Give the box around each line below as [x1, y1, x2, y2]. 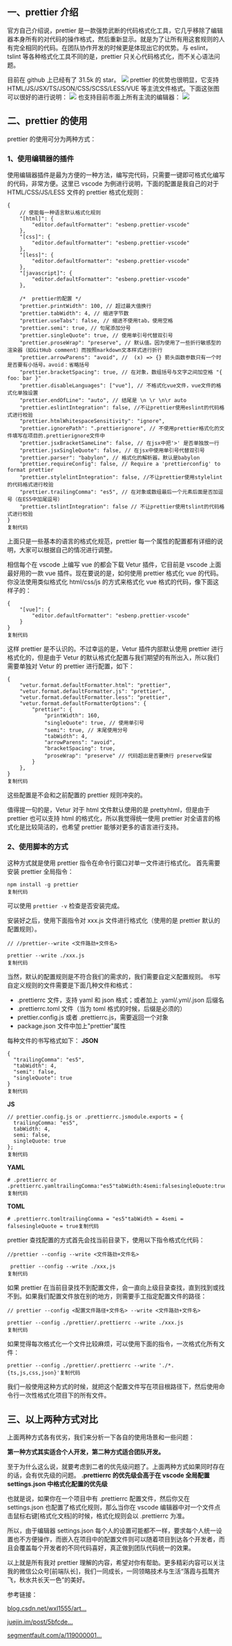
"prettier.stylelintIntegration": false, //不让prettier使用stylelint [19, 473, 223, 481]
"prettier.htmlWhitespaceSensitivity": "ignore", [19, 417, 166, 424]
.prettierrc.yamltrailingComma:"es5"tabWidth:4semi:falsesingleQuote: [7, 1182, 215, 1190]
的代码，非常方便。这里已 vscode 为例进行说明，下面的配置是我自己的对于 [7, 179, 220, 188]
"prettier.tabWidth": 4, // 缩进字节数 [19, 310, 129, 317]
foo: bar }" [7, 374, 41, 382]
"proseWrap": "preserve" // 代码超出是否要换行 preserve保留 [43, 752, 213, 759]
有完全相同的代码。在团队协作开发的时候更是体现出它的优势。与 [7, 44, 188, 52]
